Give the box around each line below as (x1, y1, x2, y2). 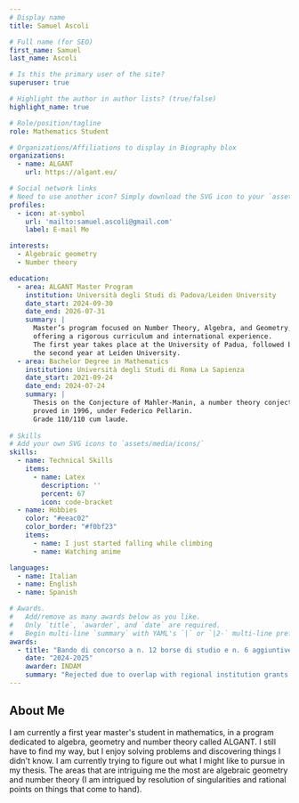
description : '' (41, 481, 101, 490)
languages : (9, 563, 50, 572)
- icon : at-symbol (17, 208, 86, 218)
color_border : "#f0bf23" (25, 523, 117, 531)
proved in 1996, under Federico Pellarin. (32, 406, 193, 415)
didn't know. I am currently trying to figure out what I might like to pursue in (9, 755, 285, 766)
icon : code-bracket (41, 498, 114, 507)
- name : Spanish (17, 588, 77, 597)
